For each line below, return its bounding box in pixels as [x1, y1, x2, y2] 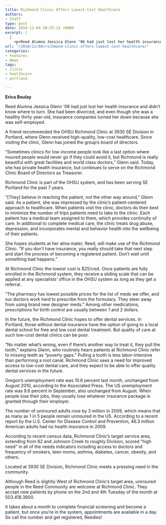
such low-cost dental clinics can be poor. [5, 332, 89, 338]
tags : [5, 62, 16, 67]
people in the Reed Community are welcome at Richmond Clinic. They [5, 484, 147, 489]
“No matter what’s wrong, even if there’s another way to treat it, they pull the [5, 341, 161, 347]
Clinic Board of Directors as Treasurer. [5, 170, 83, 176]
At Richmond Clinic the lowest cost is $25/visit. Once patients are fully [5, 265, 148, 271]
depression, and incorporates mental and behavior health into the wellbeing [5, 225, 159, 231]
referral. [5, 281, 22, 287]
